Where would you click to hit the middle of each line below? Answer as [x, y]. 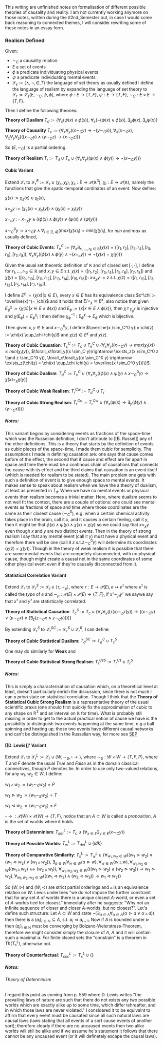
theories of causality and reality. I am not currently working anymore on [77, 12]
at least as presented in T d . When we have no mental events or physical [77, 491]
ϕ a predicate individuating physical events [55, 72]
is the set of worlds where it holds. [40, 822]
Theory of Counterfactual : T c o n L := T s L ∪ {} [49, 955]
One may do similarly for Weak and [40, 651]
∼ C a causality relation [35, 61]
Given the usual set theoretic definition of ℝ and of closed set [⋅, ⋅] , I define [80, 265]
